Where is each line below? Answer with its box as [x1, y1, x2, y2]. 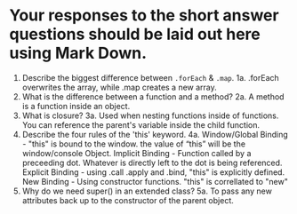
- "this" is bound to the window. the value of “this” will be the [21, 139, 246, 149]
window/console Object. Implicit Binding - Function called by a [21, 147, 252, 158]
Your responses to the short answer [9, 5, 279, 26]
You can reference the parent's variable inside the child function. [21, 119, 261, 130]
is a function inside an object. [21, 100, 131, 111]
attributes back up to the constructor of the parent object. [21, 194, 234, 205]
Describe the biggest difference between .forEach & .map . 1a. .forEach [21, 72, 280, 83]
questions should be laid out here [9, 24, 261, 44]
